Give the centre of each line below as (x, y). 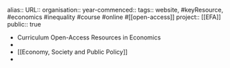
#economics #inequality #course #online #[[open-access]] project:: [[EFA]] (114, 17)
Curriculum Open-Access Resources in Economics (89, 37)
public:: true (24, 24)
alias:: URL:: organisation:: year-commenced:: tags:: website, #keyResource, (115, 10)
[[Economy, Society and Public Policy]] (72, 52)
